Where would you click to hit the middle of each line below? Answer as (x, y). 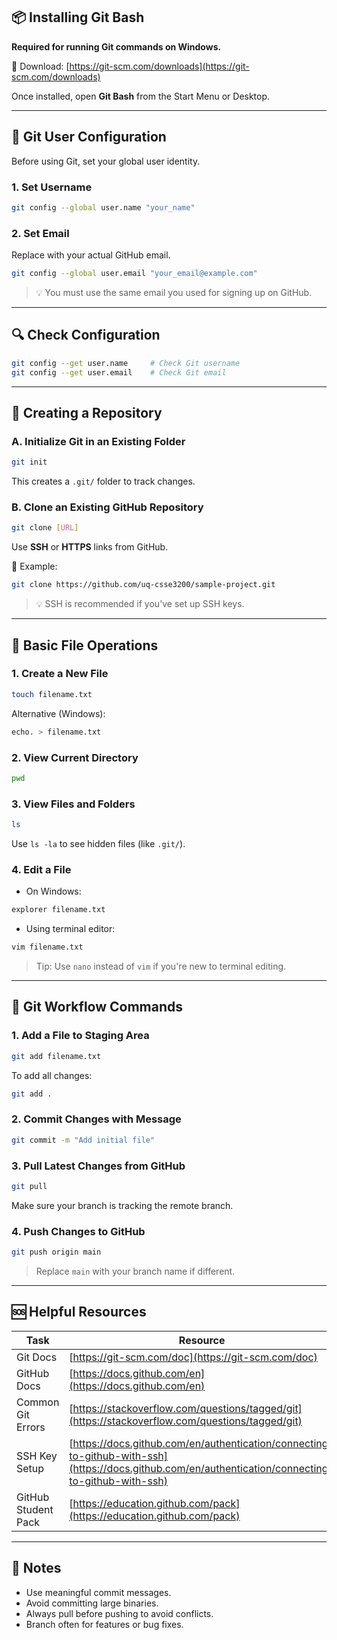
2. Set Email (40, 233)
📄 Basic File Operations (85, 645)
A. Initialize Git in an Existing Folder (98, 441)
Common (38, 1402)
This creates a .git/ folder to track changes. (103, 481)
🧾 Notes (36, 1568)
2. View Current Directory (75, 757)
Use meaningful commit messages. (98, 1592)
